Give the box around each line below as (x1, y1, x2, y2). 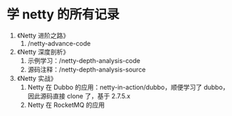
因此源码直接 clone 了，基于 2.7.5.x (27, 91, 131, 100)
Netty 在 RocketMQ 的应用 (27, 100, 105, 109)
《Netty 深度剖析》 (16, 47, 70, 56)
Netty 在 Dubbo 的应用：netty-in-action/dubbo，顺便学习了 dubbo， (27, 83, 229, 91)
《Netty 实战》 (16, 74, 58, 82)
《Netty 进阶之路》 (16, 31, 70, 40)
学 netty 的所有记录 (6, 6, 120, 23)
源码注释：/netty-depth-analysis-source (27, 65, 147, 74)
